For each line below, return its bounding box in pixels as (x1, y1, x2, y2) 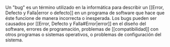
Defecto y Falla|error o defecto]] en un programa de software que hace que (5, 10, 165, 16)
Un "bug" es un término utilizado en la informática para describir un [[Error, (5, 5, 164, 10)
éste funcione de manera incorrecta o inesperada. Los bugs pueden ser (5, 15, 157, 21)
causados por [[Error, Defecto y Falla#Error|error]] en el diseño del (5, 20, 146, 27)
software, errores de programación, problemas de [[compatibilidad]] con (5, 26, 159, 32)
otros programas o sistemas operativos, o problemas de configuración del (5, 32, 161, 37)
